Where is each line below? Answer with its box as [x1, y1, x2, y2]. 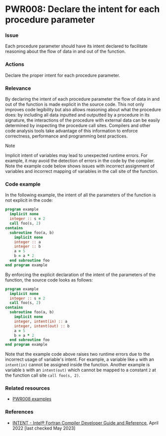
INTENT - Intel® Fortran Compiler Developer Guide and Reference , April [12, 420, 159, 426]
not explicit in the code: [5, 197, 53, 203]
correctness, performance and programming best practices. [5, 133, 128, 139]
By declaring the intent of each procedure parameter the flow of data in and [5, 96, 160, 102]
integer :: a [14, 239, 41, 245]
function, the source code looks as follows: [5, 277, 93, 283]
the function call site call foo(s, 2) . [5, 372, 80, 378]
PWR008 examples [12, 396, 52, 402]
